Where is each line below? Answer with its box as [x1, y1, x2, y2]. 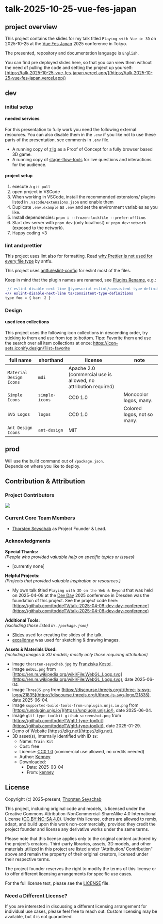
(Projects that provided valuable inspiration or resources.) [5, 577, 121, 583]
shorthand [38, 357, 64, 363]
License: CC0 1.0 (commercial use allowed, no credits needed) [19, 748, 145, 754]
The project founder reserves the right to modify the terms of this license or [5, 865, 157, 872]
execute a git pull [12, 183, 51, 189]
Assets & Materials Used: [5, 646, 57, 652]
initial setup [5, 103, 33, 110]
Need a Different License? [5, 892, 67, 899]
